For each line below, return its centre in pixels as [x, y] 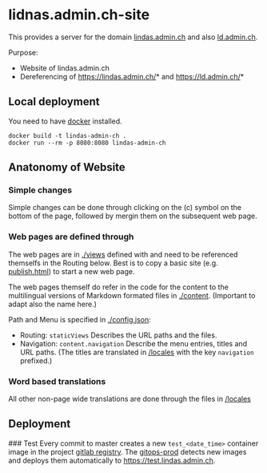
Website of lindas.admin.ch [65, 68]
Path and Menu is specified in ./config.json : [80, 319]
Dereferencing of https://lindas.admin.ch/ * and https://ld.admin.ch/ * [132, 76]
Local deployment [54, 102]
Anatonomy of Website [67, 167]
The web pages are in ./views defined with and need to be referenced [123, 254]
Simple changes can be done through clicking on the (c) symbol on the [125, 208]
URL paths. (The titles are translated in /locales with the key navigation [137, 352]
